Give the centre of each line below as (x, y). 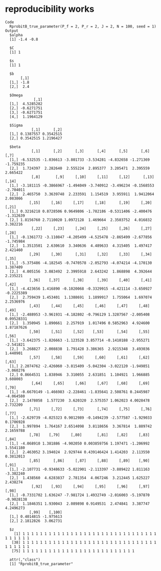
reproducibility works (50, 9)
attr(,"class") (25, 559)
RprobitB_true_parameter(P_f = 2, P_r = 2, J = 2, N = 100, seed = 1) (83, 26)
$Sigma (16, 125)
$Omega (16, 95)
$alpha (16, 35)
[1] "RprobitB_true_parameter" (41, 564)
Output (12, 30)
